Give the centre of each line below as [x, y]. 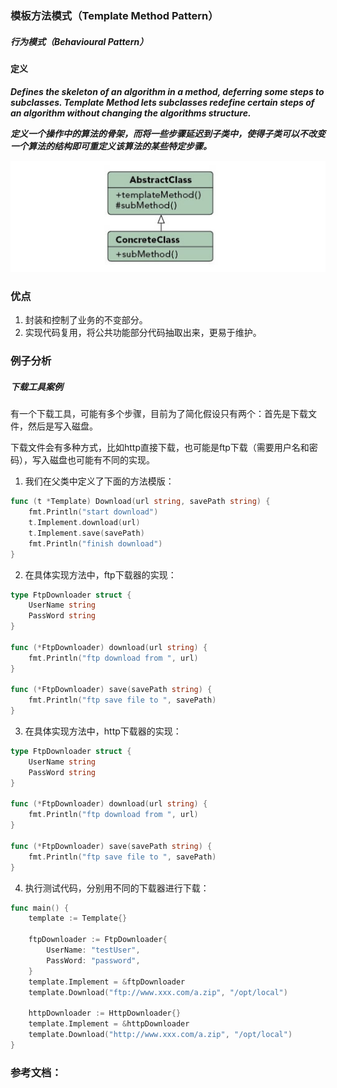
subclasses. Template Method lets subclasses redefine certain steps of [162, 102]
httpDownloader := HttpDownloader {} [105, 1013]
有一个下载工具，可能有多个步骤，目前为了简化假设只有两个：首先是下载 [159, 414]
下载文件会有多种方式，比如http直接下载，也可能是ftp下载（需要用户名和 [160, 448]
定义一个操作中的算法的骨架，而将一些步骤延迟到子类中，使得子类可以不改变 [168, 133]
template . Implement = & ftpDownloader [107, 982]
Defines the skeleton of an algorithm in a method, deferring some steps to [167, 91]
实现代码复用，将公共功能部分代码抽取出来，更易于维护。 [143, 333]
